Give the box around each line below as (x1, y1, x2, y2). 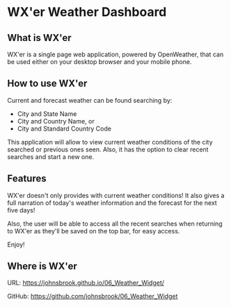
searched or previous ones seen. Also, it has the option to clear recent (7, 145, 209, 153)
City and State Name (17, 109, 77, 118)
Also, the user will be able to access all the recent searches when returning (7, 219, 223, 228)
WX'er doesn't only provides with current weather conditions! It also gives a (7, 191, 225, 199)
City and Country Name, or (17, 117, 95, 125)
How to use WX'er (7, 78, 88, 90)
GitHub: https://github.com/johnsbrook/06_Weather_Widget (7, 292, 178, 301)
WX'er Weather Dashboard (7, 4, 167, 20)
